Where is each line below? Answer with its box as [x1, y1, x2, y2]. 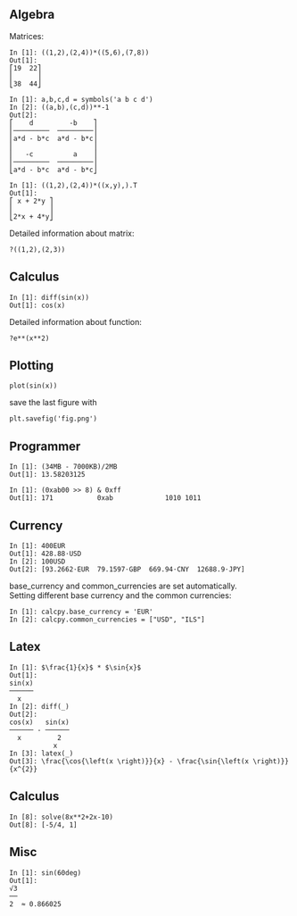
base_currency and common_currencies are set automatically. [9, 580, 238, 592]
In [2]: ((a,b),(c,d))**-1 [9, 103, 110, 112]
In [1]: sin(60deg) [9, 868, 82, 878]
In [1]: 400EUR [9, 542, 66, 551]
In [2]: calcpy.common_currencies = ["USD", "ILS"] [9, 615, 205, 624]
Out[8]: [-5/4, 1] [9, 820, 78, 829]
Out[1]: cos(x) [9, 301, 66, 310]
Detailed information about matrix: [9, 228, 136, 238]
